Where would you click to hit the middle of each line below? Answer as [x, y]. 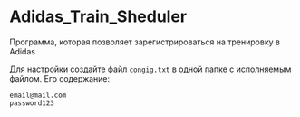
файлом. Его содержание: [60, 78]
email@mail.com [38, 95]
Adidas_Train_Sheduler [98, 17]
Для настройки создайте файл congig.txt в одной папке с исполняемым [150, 69]
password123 [32, 103]
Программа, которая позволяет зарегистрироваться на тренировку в [145, 42]
